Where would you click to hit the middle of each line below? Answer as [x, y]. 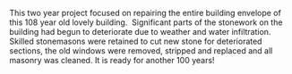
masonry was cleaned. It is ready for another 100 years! [112, 60]
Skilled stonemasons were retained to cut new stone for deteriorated [136, 41]
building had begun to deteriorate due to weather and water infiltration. [140, 32]
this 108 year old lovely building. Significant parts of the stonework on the [146, 22]
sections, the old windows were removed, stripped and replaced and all [141, 51]
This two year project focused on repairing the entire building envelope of [146, 13]
